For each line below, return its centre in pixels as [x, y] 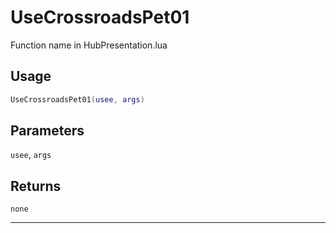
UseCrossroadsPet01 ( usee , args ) [77, 99]
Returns [36, 186]
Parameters [47, 131]
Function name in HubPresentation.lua [89, 45]
